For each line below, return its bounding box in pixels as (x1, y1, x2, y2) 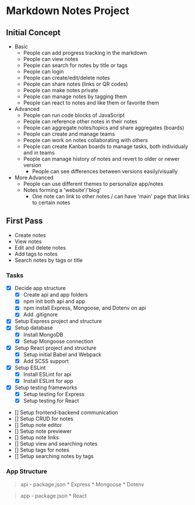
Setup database (14, 324, 53, 331)
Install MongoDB (23, 331, 63, 338)
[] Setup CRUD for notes (14, 415, 74, 422)
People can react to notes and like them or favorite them (23, 99, 159, 106)
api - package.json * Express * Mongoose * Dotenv (20, 480, 145, 488)
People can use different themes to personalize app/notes (23, 180, 164, 187)
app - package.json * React (20, 492, 87, 499)
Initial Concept (6, 28, 61, 38)
